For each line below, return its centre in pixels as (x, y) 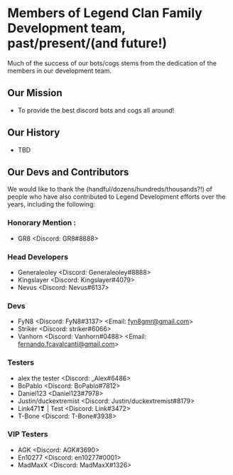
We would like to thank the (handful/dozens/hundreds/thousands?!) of (110, 189)
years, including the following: (52, 204)
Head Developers (38, 256)
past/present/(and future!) (87, 43)
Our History (34, 133)
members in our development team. (60, 71)
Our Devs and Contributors (68, 172)
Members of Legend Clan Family (105, 13)
